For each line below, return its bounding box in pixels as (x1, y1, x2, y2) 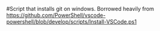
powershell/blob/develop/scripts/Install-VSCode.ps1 (6, 18, 137, 25)
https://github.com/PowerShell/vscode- (6, 12, 106, 19)
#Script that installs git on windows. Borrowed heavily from (6, 5, 155, 12)
